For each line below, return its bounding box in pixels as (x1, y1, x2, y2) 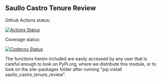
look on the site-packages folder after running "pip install (5, 66, 122, 72)
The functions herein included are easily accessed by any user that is (5, 56, 148, 62)
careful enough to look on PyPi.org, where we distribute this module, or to (5, 61, 157, 67)
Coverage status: (5, 36, 41, 42)
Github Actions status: (5, 17, 51, 23)
